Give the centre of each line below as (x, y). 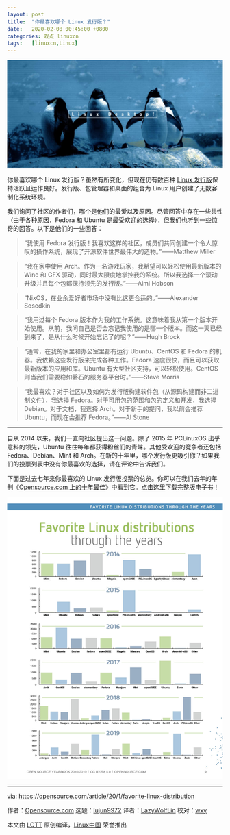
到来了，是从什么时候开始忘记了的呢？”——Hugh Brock (102, 337)
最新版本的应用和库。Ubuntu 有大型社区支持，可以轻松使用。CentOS (121, 369)
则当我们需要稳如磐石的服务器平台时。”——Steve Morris (102, 377)
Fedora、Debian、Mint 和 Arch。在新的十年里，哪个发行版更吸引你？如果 (111, 456)
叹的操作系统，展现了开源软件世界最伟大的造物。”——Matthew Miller (119, 252)
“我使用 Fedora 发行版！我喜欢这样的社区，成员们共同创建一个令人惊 (120, 243)
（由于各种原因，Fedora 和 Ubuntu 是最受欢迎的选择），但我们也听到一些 (110, 220)
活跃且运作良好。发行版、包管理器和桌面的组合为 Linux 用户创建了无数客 (115, 188)
